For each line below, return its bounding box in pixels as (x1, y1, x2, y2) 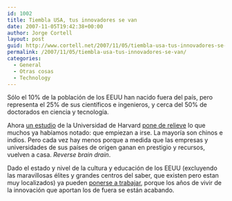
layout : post (7, 36, 45, 43)
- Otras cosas (13, 68, 54, 75)
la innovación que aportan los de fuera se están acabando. (7, 186, 175, 194)
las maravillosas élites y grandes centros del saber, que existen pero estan (7, 171, 220, 180)
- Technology (13, 74, 51, 82)
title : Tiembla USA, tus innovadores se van (7, 17, 137, 23)
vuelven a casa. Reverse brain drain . (7, 151, 111, 159)
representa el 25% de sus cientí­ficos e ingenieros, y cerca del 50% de (7, 101, 207, 109)
